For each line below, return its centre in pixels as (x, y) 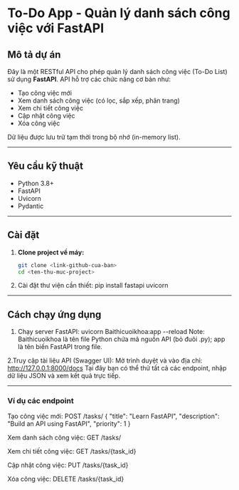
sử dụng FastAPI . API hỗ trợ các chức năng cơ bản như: (89, 79)
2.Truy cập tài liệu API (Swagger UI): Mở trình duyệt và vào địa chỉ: (105, 360)
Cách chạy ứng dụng (54, 314)
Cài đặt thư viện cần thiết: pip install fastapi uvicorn (93, 286)
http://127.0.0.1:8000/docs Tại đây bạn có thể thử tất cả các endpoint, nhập (117, 368)
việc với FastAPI (56, 28)
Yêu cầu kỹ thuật (46, 166)
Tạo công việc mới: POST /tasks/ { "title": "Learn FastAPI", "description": (113, 416)
